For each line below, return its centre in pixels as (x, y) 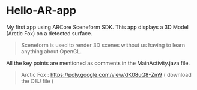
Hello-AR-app (41, 10)
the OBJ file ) (37, 81)
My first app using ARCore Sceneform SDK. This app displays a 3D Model (98, 27)
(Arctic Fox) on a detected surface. (50, 33)
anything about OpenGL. (51, 51)
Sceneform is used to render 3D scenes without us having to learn (103, 45)
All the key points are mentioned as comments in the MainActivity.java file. (98, 63)
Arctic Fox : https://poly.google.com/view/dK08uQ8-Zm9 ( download (106, 74)
